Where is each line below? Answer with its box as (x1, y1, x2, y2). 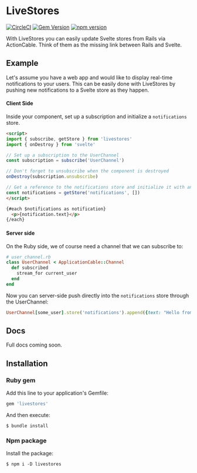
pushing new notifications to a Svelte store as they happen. (6, 86, 150, 94)
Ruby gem (6, 376, 36, 384)
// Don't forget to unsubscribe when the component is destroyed (6, 168, 169, 174)
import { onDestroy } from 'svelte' (6, 141, 96, 148)
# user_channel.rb (6, 254, 51, 260)
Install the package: (6, 450, 54, 457)
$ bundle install (6, 423, 49, 429)
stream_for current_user (16, 271, 77, 277)
